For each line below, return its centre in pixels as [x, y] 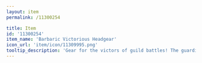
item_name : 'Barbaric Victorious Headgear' [62, 40]
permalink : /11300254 [33, 17]
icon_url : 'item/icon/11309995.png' [52, 45]
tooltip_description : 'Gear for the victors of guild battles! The [93, 51]
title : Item [21, 28]
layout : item [23, 12]
